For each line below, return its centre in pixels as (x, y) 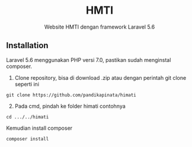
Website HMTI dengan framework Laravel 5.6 (100, 27)
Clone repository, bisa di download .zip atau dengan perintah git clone (100, 77)
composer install (28, 139)
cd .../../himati (28, 117)
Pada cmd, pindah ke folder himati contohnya (70, 106)
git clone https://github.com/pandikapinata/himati (71, 95)
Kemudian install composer (39, 128)
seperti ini (27, 84)
